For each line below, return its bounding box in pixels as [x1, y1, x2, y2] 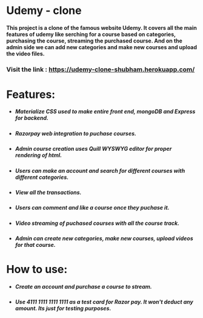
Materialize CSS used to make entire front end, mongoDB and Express [15, 108, 196, 116]
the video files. [6, 50, 45, 57]
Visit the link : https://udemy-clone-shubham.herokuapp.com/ [6, 65, 195, 74]
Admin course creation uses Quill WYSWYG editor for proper [15, 145, 172, 153]
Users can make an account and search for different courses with [15, 167, 185, 174]
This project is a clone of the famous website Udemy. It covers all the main [6, 24, 197, 31]
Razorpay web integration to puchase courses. [15, 130, 136, 137]
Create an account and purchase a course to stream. [15, 283, 153, 290]
